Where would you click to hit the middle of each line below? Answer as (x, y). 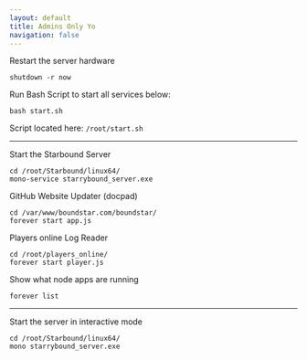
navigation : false (44, 35)
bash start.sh (37, 111)
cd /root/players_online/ (58, 255)
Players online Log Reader (58, 238)
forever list (34, 296)
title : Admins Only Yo (53, 26)
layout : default (40, 18)
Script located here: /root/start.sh (76, 128)
